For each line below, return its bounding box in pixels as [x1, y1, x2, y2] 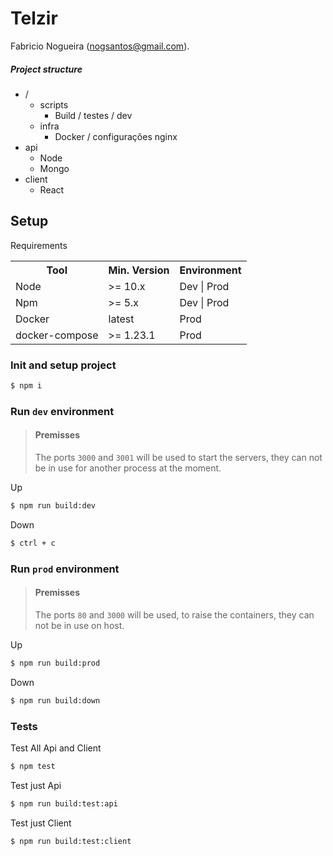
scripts [39, 98, 69, 111]
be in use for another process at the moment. [34, 462, 222, 474]
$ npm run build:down [10, 695, 101, 706]
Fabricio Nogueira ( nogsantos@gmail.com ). [10, 40, 190, 52]
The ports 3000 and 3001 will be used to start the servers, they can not [34, 452, 323, 464]
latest [108, 312, 135, 326]
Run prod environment [10, 562, 120, 576]
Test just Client [10, 817, 72, 829]
